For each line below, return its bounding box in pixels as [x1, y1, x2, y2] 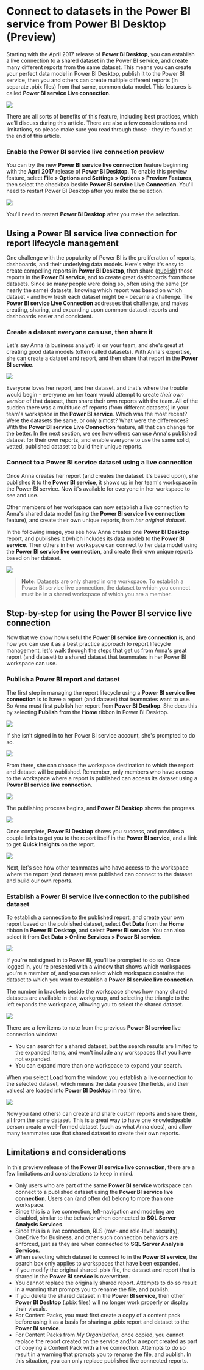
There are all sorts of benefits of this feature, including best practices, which [6, 112, 199, 120]
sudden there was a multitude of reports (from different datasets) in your [6, 404, 189, 411]
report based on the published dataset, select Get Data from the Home [6, 920, 185, 928]
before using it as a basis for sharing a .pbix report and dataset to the [15, 1318, 189, 1325]
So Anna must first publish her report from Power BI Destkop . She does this [6, 701, 198, 709]
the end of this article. [6, 132, 62, 139]
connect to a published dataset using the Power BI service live [15, 1188, 174, 1195]
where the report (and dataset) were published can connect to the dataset [6, 870, 192, 877]
